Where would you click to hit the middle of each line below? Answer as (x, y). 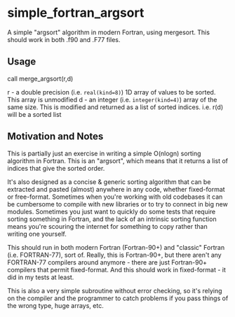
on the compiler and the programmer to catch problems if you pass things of (118, 298)
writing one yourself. (37, 234)
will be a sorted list (34, 114)
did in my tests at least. (41, 277)
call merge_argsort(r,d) (40, 78)
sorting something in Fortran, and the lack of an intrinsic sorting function (112, 219)
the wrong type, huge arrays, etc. (55, 305)
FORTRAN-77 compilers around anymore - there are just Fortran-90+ (107, 262)
